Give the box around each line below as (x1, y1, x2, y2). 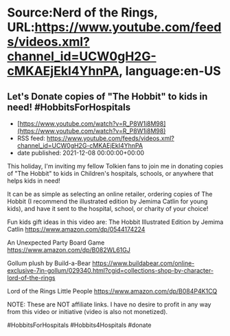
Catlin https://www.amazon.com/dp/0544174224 (7, 225, 146, 233)
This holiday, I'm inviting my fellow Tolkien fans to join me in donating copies (7, 162, 224, 170)
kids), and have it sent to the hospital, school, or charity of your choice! (7, 205, 209, 212)
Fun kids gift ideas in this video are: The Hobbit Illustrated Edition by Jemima (7, 218, 224, 226)
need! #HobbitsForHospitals (7, 101, 131, 113)
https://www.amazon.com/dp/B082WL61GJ (7, 246, 130, 254)
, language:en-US (119, 63, 221, 79)
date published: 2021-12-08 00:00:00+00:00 (16, 149, 145, 157)
